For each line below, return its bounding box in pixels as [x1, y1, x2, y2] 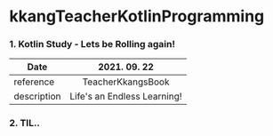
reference [13, 76, 55, 88]
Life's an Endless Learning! [69, 91, 182, 103]
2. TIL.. [9, 117, 40, 130]
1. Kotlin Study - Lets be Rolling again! [9, 38, 176, 51]
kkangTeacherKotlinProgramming [9, 6, 265, 27]
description [13, 91, 61, 103]
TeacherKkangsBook [82, 76, 170, 88]
